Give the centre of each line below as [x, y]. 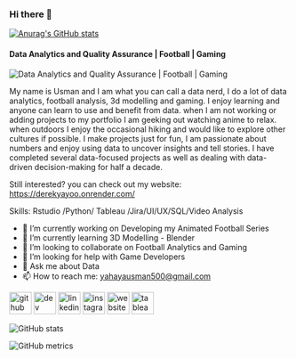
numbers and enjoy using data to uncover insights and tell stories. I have [142, 148]
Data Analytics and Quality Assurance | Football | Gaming [118, 53]
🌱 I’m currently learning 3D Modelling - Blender [108, 237]
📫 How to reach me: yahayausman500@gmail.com [116, 276]
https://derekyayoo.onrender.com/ [72, 193]
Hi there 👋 [31, 14]
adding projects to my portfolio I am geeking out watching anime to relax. [143, 119]
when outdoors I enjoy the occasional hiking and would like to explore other [148, 129]
